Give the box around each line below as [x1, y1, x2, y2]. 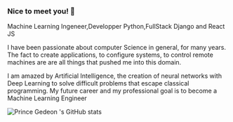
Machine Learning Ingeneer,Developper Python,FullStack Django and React [7, 22, 225, 31]
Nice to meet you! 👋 [7, 6, 76, 16]
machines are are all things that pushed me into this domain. [7, 58, 182, 67]
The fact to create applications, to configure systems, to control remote [7, 50, 214, 59]
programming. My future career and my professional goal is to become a [7, 87, 218, 95]
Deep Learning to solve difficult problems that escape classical [7, 79, 189, 88]
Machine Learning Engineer [7, 94, 88, 102]
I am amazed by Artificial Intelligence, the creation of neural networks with [7, 72, 222, 80]
